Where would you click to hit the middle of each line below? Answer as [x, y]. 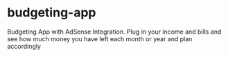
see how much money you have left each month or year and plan [100, 38]
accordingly [24, 46]
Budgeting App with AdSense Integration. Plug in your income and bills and [114, 32]
